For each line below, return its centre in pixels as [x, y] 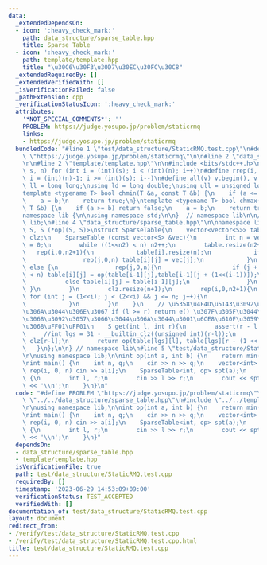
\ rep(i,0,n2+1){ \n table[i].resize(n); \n [117, 252]
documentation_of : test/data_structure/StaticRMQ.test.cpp [108, 511]
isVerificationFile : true [58, 467]
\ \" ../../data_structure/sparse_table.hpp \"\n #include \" [122, 400]
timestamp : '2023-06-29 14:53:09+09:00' [83, 489]
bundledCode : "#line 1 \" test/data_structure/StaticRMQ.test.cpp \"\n [133, 149]
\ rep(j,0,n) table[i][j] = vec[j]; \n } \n [140, 259]
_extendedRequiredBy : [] [56, 75]
